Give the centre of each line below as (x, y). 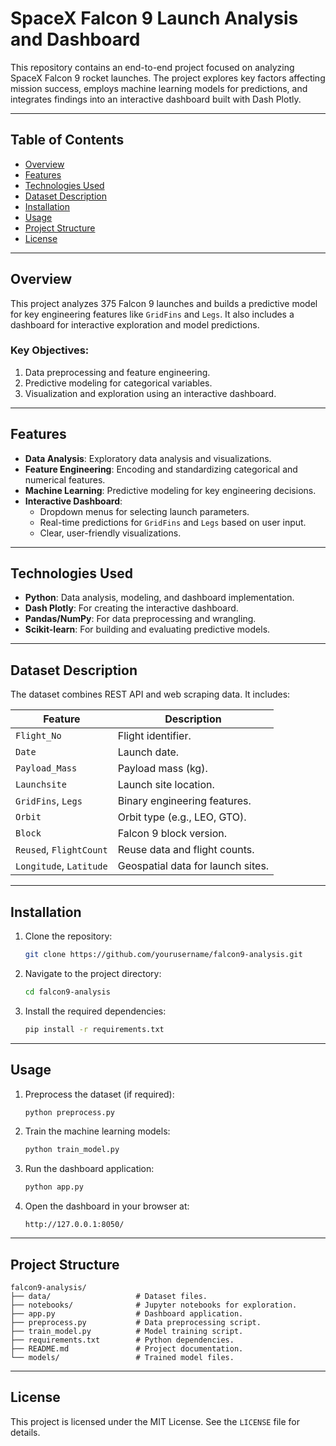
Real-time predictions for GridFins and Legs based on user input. (173, 522)
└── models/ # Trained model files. (122, 1357)
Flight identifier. (154, 736)
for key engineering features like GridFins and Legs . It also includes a (152, 314)
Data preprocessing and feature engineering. (117, 372)
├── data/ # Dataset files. (109, 1296)
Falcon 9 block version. (172, 834)
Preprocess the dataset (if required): (99, 1094)
